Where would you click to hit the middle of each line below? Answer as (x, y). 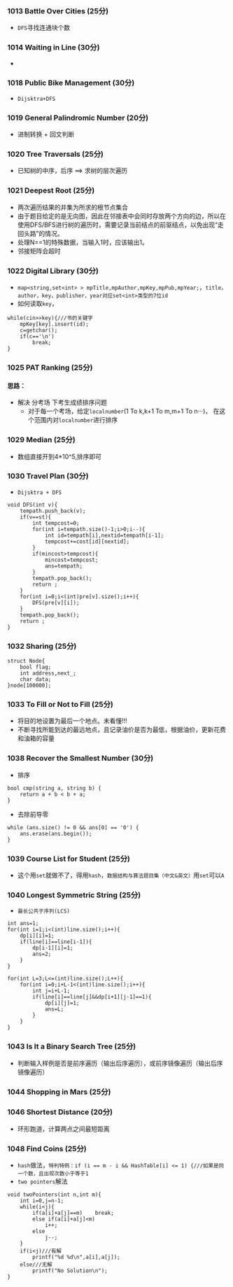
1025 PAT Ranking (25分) (50, 367)
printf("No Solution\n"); (70, 1271)
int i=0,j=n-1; (42, 1201)
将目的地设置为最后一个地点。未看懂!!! (72, 721)
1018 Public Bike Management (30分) (71, 83)
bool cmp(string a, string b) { (54, 788)
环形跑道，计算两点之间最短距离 (63, 1129)
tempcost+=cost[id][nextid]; (87, 541)
